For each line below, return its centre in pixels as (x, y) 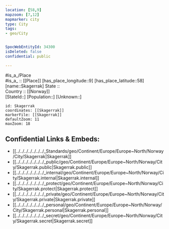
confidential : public (28, 56)
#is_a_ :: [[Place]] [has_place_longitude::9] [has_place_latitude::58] (75, 80)
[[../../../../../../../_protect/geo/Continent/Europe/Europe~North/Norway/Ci (88, 184)
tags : (11, 29)
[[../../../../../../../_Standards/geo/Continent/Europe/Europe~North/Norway (88, 151)
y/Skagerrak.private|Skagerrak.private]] (54, 200)
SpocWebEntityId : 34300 (30, 47)
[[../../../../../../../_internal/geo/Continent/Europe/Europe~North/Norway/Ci (88, 173)
